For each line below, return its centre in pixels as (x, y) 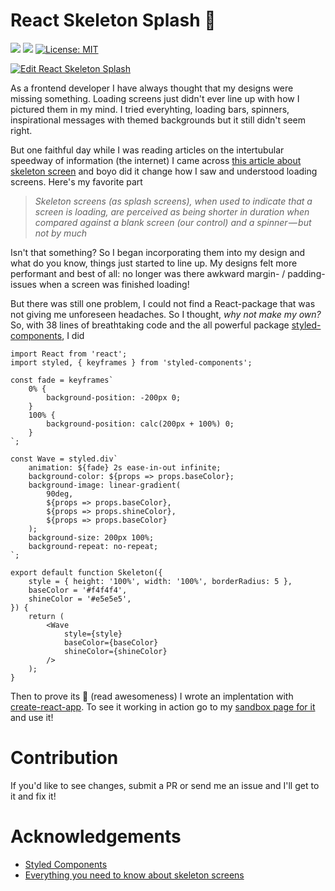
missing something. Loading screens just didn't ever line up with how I (155, 98)
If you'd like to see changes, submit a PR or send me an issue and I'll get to (165, 785)
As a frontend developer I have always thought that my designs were (152, 88)
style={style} (93, 634)
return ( (46, 616)
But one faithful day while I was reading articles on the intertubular (147, 150)
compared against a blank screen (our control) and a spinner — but (173, 222)
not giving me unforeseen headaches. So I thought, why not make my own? (166, 314)
